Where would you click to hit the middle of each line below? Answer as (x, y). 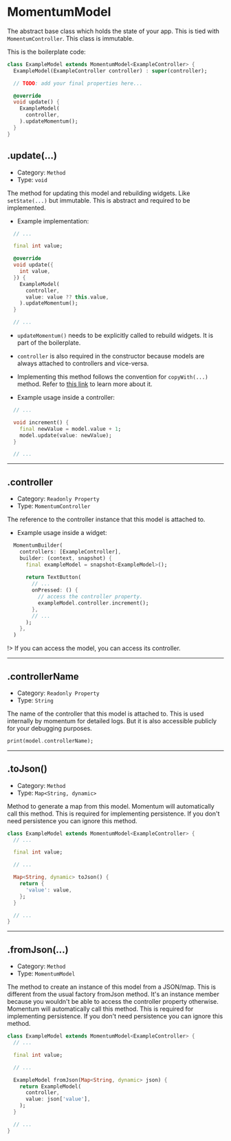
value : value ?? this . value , (67, 297)
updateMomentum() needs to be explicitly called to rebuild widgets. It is (115, 335)
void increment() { (41, 422)
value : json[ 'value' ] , (58, 1099)
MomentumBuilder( (38, 545)
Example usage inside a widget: (62, 533)
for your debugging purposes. (50, 728)
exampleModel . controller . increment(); (93, 603)
